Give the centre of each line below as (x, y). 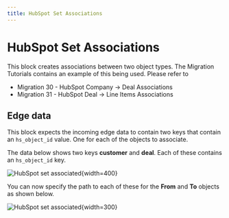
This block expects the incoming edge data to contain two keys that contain (114, 132)
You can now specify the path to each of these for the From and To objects (113, 186)
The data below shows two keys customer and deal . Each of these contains (115, 153)
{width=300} (99, 207)
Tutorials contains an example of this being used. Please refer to (98, 73)
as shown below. (31, 194)
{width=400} (99, 173)
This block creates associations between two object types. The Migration (111, 66)
